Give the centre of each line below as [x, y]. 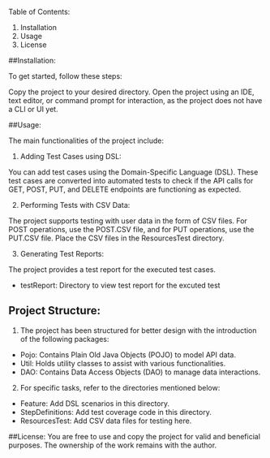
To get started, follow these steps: [66, 76]
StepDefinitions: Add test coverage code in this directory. [116, 412]
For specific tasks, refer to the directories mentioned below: [120, 387]
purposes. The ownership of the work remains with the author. [113, 445]
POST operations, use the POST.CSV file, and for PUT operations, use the [131, 229]
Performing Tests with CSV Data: [75, 205]
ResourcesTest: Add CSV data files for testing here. [106, 421]
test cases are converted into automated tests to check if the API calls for [131, 181]
